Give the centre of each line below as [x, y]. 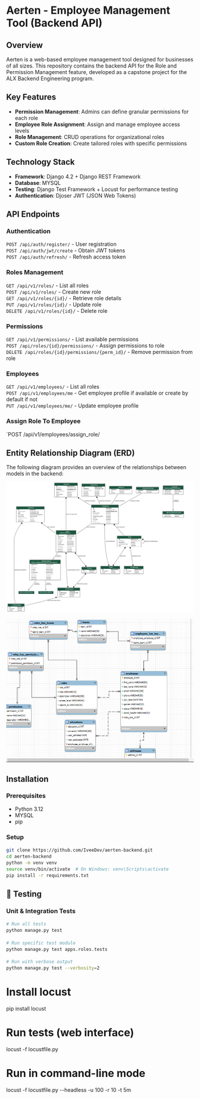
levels [22, 130]
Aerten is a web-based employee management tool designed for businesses [100, 59]
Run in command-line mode [76, 1074]
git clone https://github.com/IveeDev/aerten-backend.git [79, 850]
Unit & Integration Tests [41, 911]
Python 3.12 [29, 809]
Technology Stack [40, 162]
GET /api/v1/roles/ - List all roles [48, 285]
